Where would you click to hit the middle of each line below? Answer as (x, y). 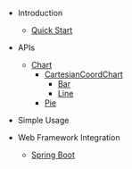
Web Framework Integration (69, 137)
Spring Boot (53, 155)
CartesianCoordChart (83, 74)
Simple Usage (43, 120)
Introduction (40, 13)
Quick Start (52, 30)
